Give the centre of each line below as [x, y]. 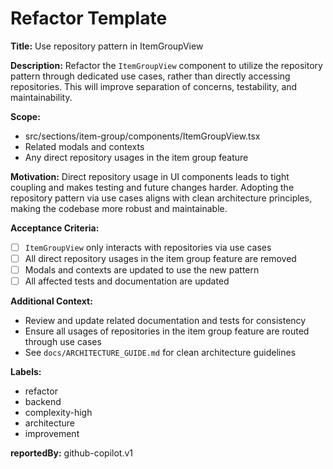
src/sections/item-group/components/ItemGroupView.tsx [142, 136]
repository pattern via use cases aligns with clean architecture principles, [161, 198]
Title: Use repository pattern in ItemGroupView [107, 46]
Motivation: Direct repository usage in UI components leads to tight [150, 176]
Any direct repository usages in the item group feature [136, 157]
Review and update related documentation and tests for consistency [165, 321]
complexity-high [58, 413]
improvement [52, 434]
